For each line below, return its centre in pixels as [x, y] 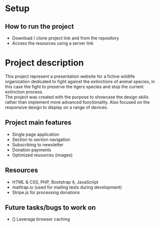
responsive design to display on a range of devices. [56, 107]
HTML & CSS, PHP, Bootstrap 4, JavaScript [55, 182]
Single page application [36, 134]
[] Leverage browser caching [41, 219]
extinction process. [24, 92]
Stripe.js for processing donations [46, 192]
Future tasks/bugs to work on [50, 207]
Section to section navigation [41, 140]
